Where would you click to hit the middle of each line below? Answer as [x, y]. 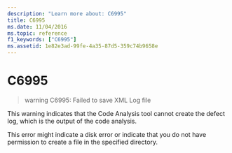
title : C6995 [26, 20]
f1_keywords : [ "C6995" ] [42, 40]
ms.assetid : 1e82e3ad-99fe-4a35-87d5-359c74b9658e [83, 46]
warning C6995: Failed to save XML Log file [88, 100]
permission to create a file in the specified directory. [83, 142]
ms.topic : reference [37, 33]
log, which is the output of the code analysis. [72, 121]
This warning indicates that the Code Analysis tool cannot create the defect [116, 113]
